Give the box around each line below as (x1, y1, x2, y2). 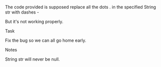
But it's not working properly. (5, 19, 63, 24)
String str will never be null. (5, 56, 60, 62)
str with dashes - (5, 9, 39, 15)
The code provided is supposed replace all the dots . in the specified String (5, 4, 156, 10)
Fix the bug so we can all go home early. (5, 37, 86, 43)
